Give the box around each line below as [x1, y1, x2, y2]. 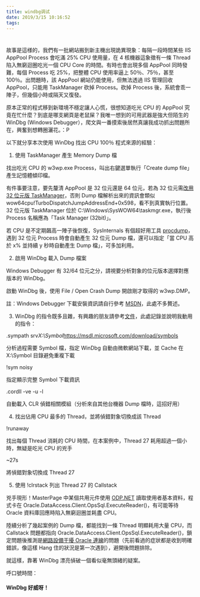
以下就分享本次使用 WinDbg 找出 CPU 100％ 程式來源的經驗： [6, 138, 158, 146]
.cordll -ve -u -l [6, 388, 43, 395]
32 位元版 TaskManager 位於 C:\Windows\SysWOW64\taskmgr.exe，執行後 [6, 206, 192, 214]
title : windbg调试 [6, 8, 50, 15]
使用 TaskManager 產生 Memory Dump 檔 [14, 151, 117, 159]
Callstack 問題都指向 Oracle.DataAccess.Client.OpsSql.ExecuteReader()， [6, 529, 187, 536]
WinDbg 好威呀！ [6, 584, 49, 591]
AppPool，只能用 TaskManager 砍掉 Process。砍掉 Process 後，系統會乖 [6, 83, 186, 91]
